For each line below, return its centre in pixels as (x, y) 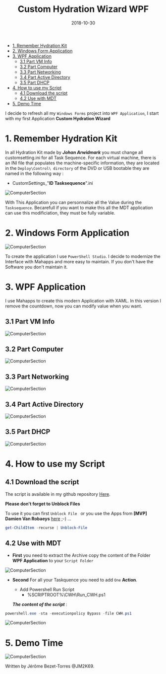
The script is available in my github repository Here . (58, 494)
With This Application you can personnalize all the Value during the (74, 202)
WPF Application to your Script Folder (53, 560)
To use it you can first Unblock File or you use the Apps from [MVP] (76, 513)
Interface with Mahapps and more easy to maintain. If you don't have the (79, 261)
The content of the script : (40, 604)
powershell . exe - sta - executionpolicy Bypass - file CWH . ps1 (69, 613)
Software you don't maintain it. (36, 267)
